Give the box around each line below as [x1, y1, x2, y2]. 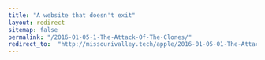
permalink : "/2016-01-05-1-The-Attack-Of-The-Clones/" [8, 33, 192, 41]
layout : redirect [8, 19, 65, 26]
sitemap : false [8, 26, 58, 34]
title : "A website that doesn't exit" [8, 11, 136, 19]
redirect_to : [8, 41, 51, 48]
